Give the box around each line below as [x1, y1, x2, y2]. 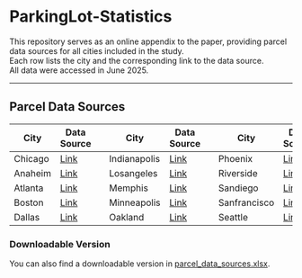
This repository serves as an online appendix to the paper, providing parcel [9, 36, 288, 47]
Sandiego [218, 182, 259, 194]
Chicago [13, 152, 49, 165]
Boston [13, 196, 44, 209]
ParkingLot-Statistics [9, 6, 173, 27]
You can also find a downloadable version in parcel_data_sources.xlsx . [9, 258, 271, 269]
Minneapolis [109, 196, 161, 209]
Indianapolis [109, 152, 160, 165]
